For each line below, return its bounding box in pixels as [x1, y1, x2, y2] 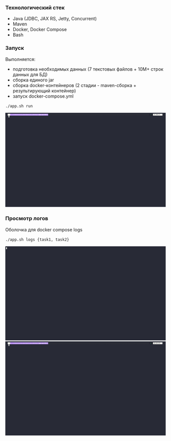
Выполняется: [5, 56, 36, 62]
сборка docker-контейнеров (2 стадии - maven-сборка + [12, 82, 136, 88]
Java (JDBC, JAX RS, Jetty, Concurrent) [12, 16, 97, 22]
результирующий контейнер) [12, 87, 76, 94]
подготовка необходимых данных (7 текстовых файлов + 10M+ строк [12, 66, 164, 72]
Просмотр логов [5, 215, 48, 222]
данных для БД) [12, 71, 48, 77]
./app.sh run [5, 103, 33, 108]
